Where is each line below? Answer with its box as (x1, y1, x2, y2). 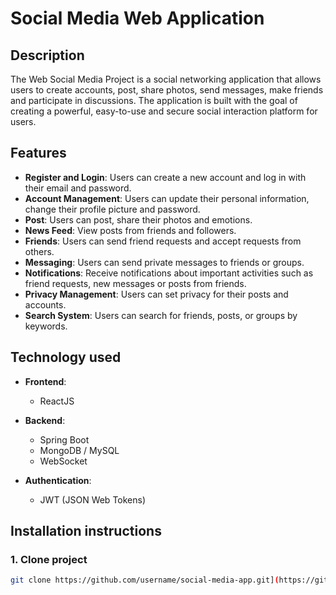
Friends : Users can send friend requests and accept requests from (24, 235, 302, 247)
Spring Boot (39, 433, 90, 446)
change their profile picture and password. (24, 203, 201, 215)
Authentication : (24, 474, 92, 486)
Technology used (10, 349, 122, 366)
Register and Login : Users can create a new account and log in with (24, 171, 307, 183)
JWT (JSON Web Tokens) (39, 493, 147, 506)
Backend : (24, 414, 66, 426)
